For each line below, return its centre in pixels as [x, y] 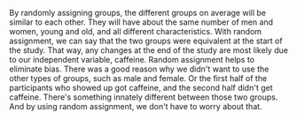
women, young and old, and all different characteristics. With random [136, 31]
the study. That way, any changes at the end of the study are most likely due [148, 50]
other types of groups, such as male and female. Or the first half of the [138, 78]
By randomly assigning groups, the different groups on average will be [137, 13]
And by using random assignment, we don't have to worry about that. [136, 106]
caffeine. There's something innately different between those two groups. [144, 97]
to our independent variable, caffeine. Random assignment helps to [132, 60]
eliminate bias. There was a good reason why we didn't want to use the [139, 69]
